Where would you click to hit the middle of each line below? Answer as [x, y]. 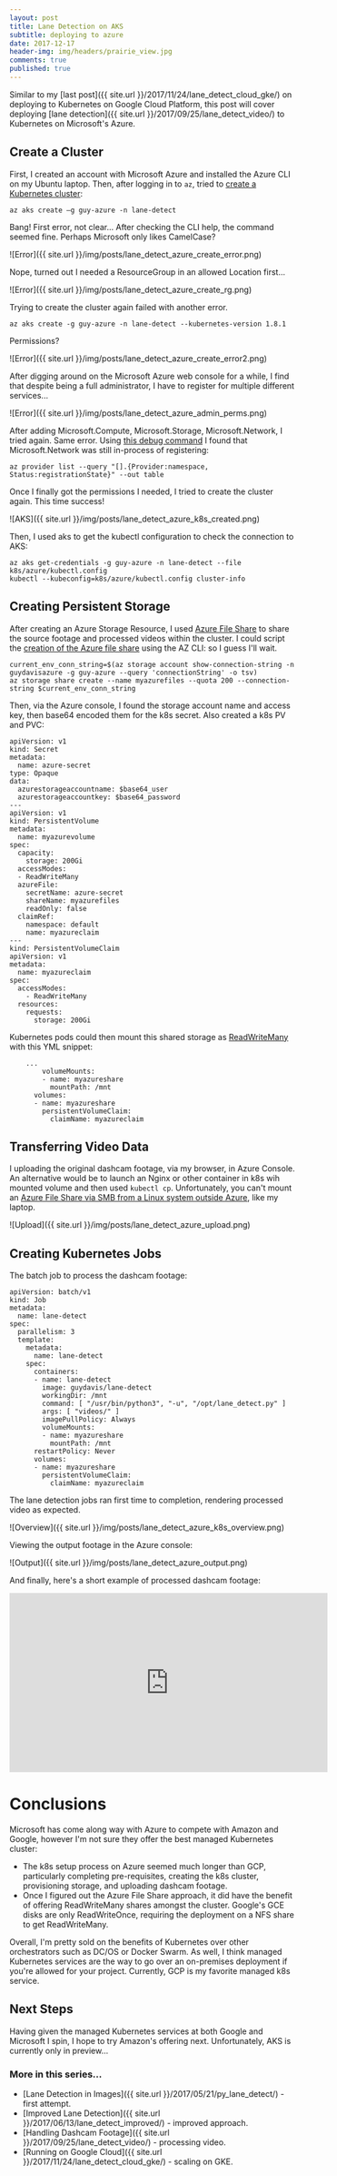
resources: [38, 1004]
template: [36, 1340]
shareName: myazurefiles [73, 901]
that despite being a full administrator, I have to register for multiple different [152, 385]
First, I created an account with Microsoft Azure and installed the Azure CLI [150, 174]
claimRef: [36, 916]
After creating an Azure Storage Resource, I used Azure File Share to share [149, 628]
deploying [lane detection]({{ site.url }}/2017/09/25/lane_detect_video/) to [147, 114]
